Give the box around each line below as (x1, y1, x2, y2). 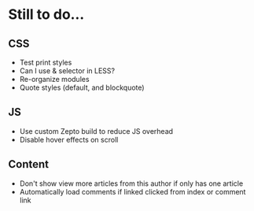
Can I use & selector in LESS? (19, 66, 116, 76)
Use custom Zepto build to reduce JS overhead (19, 126, 174, 135)
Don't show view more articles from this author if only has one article (19, 179, 244, 188)
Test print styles (19, 57, 72, 67)
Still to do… (8, 6, 85, 24)
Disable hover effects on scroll (19, 135, 119, 144)
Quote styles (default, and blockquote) (19, 83, 145, 92)
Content (8, 157, 50, 171)
